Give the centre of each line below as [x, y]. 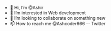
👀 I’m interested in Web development [48, 13]
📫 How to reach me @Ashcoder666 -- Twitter [58, 24]
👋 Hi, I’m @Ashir [26, 8]
